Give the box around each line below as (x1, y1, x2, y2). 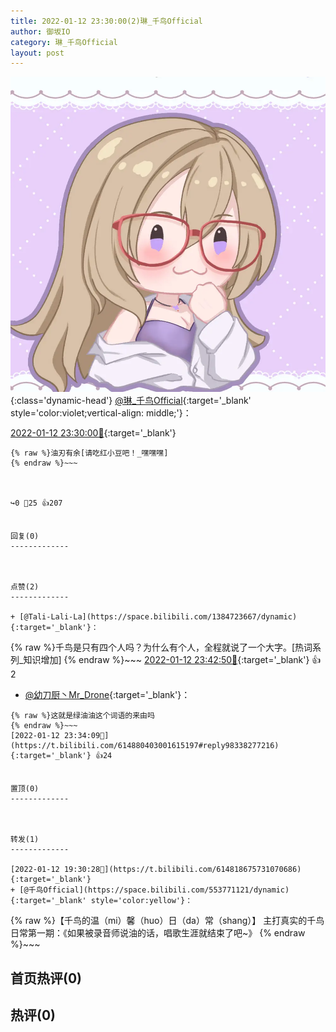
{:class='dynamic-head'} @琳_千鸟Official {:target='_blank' (10, 395, 252, 407)
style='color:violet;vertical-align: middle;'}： (10, 407, 192, 419)
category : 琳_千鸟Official (10, 37, 118, 47)
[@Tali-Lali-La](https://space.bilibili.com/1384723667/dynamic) (19, 612, 298, 622)
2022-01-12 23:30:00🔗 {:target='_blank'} (10, 427, 177, 439)
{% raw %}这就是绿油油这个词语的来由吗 (10, 711, 155, 721)
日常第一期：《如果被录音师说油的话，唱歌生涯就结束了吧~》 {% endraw (10, 927, 306, 939)
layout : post (10, 48, 65, 58)
